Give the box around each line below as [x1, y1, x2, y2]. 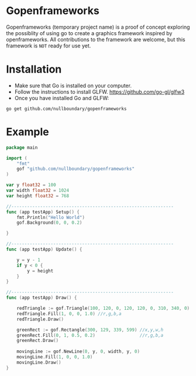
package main [6, 145, 38, 151]
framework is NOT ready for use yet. [6, 42, 91, 49]
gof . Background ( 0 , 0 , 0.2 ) [16, 220, 82, 226]
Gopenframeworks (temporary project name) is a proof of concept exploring [6, 23, 190, 30]
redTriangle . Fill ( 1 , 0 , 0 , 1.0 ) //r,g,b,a [16, 310, 122, 317]
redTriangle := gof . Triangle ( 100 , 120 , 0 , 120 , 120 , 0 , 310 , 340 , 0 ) [16, 306, 190, 312]
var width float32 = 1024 [6, 187, 69, 194]
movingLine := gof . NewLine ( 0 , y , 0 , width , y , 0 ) [16, 348, 140, 355]
